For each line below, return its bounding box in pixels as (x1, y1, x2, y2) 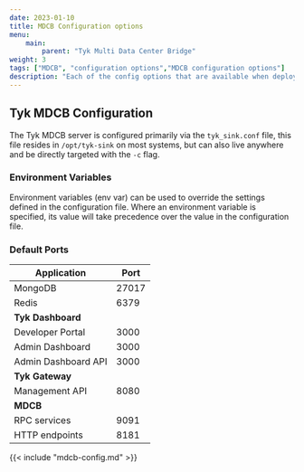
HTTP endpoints (14, 429, 83, 441)
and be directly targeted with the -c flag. (9, 148, 160, 159)
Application (34, 267, 87, 279)
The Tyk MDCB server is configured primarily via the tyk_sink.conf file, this (9, 129, 292, 140)
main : (25, 38, 47, 48)
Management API (14, 385, 88, 398)
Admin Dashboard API (14, 355, 108, 368)
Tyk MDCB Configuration (9, 106, 154, 121)
